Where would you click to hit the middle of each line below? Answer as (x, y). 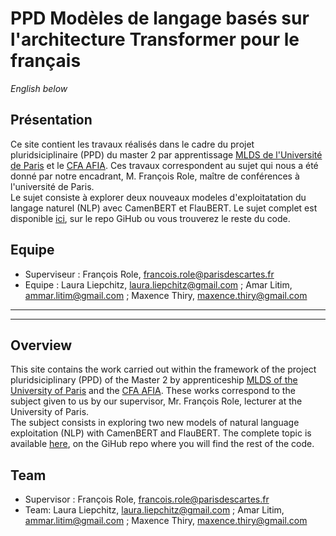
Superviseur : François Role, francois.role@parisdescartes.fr (149, 274)
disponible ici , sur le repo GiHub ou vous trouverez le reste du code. (150, 218)
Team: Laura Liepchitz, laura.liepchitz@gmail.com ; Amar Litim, (154, 510)
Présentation (51, 120)
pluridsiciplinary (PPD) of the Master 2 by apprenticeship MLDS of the (154, 380)
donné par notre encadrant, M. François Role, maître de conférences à (155, 176)
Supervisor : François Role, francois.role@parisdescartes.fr (147, 499)
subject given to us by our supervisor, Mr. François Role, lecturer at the (156, 401)
